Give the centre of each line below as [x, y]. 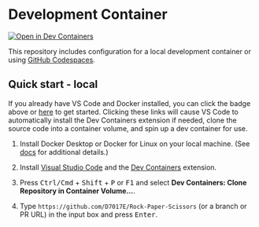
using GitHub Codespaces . [52, 60]
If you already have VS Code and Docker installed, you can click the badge [129, 103]
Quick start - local [53, 84]
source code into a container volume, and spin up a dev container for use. [128, 128]
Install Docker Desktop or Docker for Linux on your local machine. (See [135, 144]
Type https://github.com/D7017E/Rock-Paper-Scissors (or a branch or [133, 206]
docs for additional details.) [64, 152]
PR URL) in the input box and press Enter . [89, 214]
